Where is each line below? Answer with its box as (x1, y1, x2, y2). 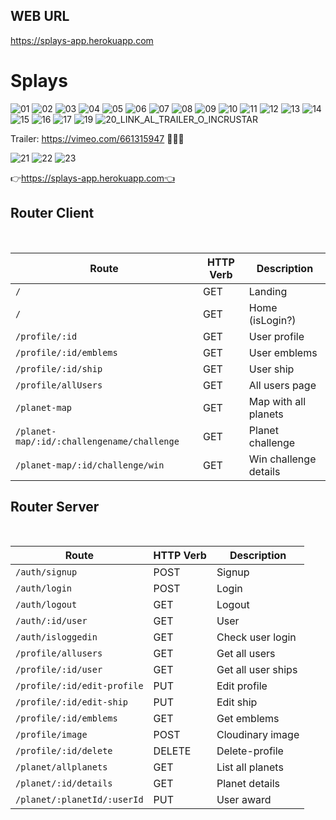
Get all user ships (216, 663, 298, 677)
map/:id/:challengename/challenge (15, 435, 180, 447)
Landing (248, 284, 288, 298)
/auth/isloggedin (15, 632, 98, 643)
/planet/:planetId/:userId (15, 794, 144, 806)
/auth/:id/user (15, 615, 88, 627)
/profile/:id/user (15, 664, 103, 676)
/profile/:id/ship (15, 363, 103, 374)
